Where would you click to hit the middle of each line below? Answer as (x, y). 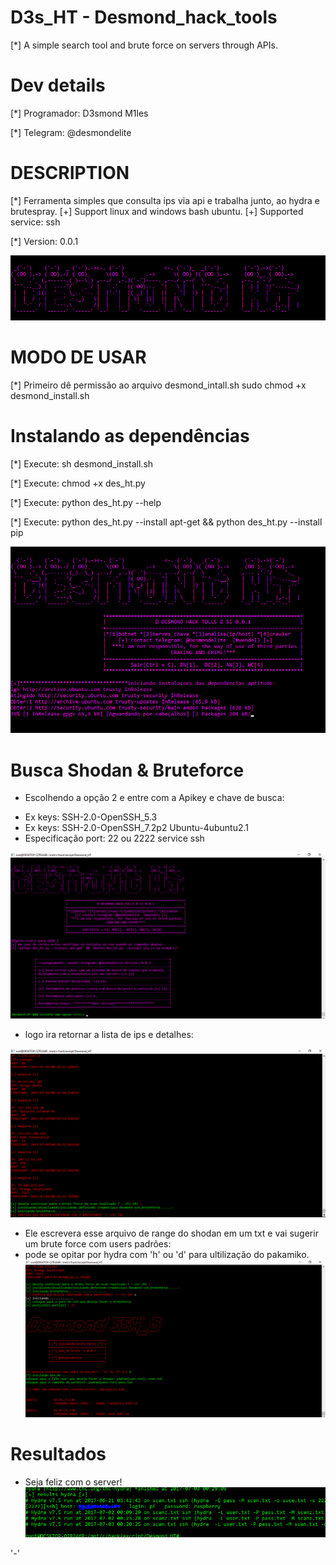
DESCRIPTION (70, 173)
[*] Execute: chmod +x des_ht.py (78, 483)
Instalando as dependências (130, 435)
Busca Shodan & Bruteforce (127, 770)
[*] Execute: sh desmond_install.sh (82, 463)
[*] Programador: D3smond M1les (79, 113)
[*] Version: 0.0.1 (44, 241)
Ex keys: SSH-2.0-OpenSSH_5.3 (91, 817)
